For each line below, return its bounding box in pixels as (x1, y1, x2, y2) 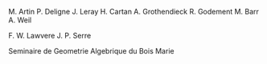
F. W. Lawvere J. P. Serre (8, 31, 92, 40)
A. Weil (8, 15, 32, 25)
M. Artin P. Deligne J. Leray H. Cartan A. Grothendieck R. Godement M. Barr (8, 7, 260, 16)
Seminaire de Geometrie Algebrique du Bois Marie (8, 46, 175, 55)
